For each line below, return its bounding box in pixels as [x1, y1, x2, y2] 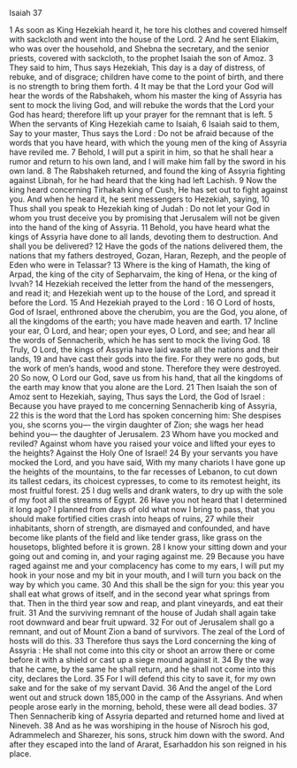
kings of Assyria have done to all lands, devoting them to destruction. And [9, 232, 278, 242]
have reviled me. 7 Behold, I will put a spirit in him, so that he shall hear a [9, 147, 274, 157]
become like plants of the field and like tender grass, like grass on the [9, 533, 263, 542]
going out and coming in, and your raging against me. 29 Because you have [9, 551, 285, 561]
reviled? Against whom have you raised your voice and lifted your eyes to [9, 438, 276, 449]
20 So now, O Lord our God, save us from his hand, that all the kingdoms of [9, 372, 284, 383]
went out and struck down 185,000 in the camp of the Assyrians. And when [9, 692, 283, 703]
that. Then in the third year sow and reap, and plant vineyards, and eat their [9, 598, 284, 609]
